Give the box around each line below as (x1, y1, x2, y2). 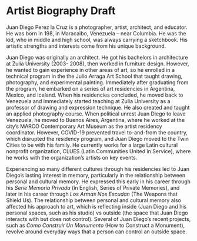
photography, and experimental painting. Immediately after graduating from (6, 78, 189, 86)
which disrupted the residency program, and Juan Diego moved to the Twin (6, 135, 189, 142)
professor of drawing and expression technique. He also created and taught (6, 104, 190, 111)
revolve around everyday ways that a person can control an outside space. (6, 228, 187, 235)
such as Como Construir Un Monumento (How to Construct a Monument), (6, 222, 185, 229)
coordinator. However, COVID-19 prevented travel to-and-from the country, (6, 128, 188, 136)
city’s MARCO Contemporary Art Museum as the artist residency (6, 123, 162, 130)
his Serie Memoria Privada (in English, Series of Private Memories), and (6, 184, 180, 191)
